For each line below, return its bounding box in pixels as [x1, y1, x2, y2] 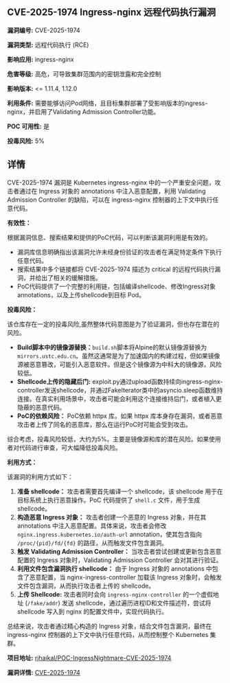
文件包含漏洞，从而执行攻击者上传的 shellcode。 [16, 581, 155, 590]
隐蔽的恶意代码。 [16, 403, 66, 411]
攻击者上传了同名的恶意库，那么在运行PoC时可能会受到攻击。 [16, 420, 192, 428]
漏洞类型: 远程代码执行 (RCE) [7, 40, 89, 49]
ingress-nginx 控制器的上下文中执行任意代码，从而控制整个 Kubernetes [7, 630, 209, 638]
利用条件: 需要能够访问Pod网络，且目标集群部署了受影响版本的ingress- [7, 99, 208, 107]
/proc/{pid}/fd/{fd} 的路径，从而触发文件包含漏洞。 [16, 538, 168, 547]
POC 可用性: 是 [7, 122, 50, 130]
